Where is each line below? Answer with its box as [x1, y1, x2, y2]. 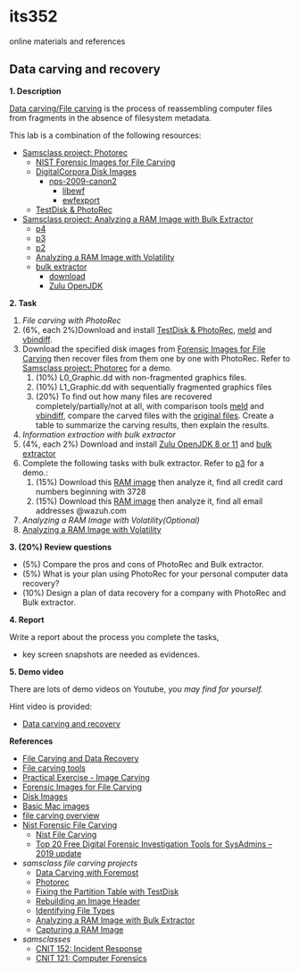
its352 [9, 6, 58, 27]
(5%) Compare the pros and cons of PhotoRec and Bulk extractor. [21, 558, 265, 569]
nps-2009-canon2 [48, 175, 118, 186]
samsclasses [21, 934, 71, 944]
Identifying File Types [35, 905, 115, 916]
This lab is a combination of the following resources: [9, 130, 202, 141]
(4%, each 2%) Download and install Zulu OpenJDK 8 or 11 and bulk [21, 439, 272, 449]
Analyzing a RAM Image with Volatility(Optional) [21, 515, 201, 525]
